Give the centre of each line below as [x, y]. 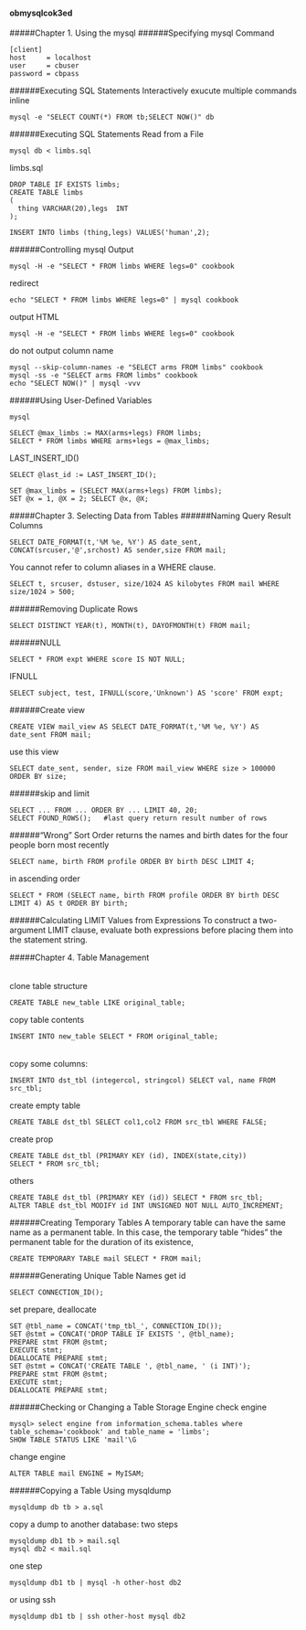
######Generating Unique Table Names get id [98, 1276]
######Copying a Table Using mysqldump [90, 1491]
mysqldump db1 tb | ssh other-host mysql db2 [97, 1617]
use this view [34, 752]
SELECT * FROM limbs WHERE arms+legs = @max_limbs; [110, 442]
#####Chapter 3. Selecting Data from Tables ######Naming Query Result [150, 516]
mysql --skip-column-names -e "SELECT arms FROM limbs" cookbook [136, 368]
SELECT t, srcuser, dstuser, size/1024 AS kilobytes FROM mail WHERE [145, 584]
